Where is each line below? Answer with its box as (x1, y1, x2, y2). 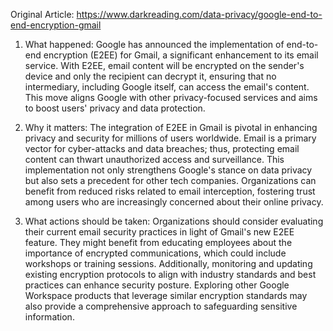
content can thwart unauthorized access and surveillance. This (24, 154, 285, 165)
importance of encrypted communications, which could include (24, 247, 287, 259)
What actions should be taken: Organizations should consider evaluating (24, 215, 324, 227)
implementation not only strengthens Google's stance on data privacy (24, 164, 313, 176)
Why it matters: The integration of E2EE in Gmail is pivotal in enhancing (24, 122, 318, 133)
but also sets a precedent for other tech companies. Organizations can (24, 175, 317, 186)
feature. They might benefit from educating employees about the (24, 237, 293, 248)
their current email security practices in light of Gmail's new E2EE (24, 226, 295, 238)
